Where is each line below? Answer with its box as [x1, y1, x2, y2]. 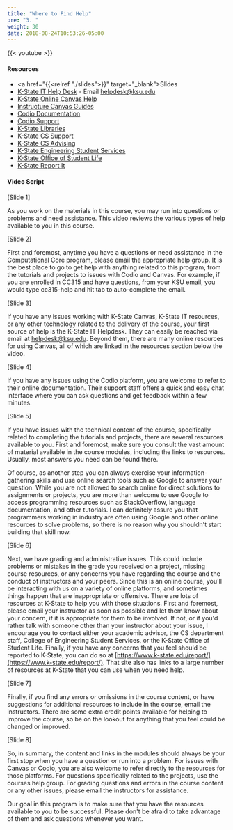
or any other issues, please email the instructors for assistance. [7, 786, 189, 794]
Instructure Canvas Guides [17, 102, 94, 111]
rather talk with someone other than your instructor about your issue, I [7, 621, 209, 629]
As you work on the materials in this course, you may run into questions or [7, 206, 220, 214]
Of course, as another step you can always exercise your [7, 468, 170, 477]
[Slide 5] [7, 412, 31, 420]
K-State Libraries [17, 125, 66, 133]
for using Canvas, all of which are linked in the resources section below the [7, 342, 223, 350]
